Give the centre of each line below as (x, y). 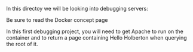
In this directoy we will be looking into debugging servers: (77, 9)
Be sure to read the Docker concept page (57, 20)
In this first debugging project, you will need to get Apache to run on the (95, 31)
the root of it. (22, 44)
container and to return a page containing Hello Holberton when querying (96, 38)
